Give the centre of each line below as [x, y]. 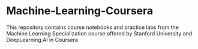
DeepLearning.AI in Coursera [42, 40]
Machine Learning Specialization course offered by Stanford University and [99, 33]
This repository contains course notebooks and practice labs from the [92, 27]
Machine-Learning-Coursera [80, 11]
